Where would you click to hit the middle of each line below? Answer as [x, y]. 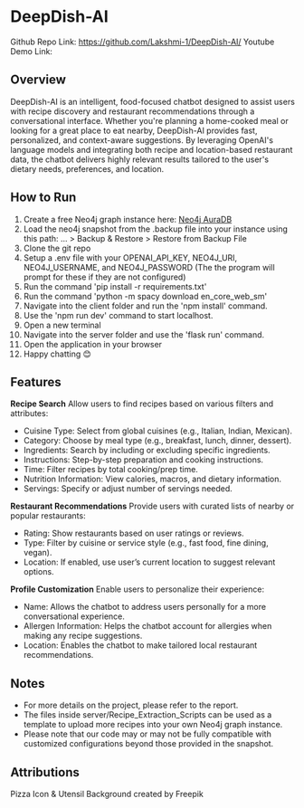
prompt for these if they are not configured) [104, 277]
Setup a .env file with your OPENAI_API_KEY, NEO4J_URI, [130, 257]
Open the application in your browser [92, 344]
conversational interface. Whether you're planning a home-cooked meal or [149, 120]
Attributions [45, 772]
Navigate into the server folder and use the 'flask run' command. [144, 334]
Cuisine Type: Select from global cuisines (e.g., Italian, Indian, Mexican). [158, 431]
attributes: [29, 414]
